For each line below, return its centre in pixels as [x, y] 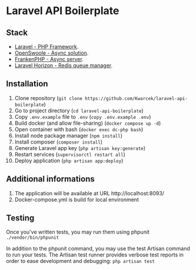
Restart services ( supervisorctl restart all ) [70, 154]
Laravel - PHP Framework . [46, 46]
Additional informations [51, 179]
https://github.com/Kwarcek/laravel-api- [136, 98]
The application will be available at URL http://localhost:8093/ [89, 193]
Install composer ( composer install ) [59, 142]
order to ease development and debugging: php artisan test [80, 261]
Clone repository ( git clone [48, 98]
